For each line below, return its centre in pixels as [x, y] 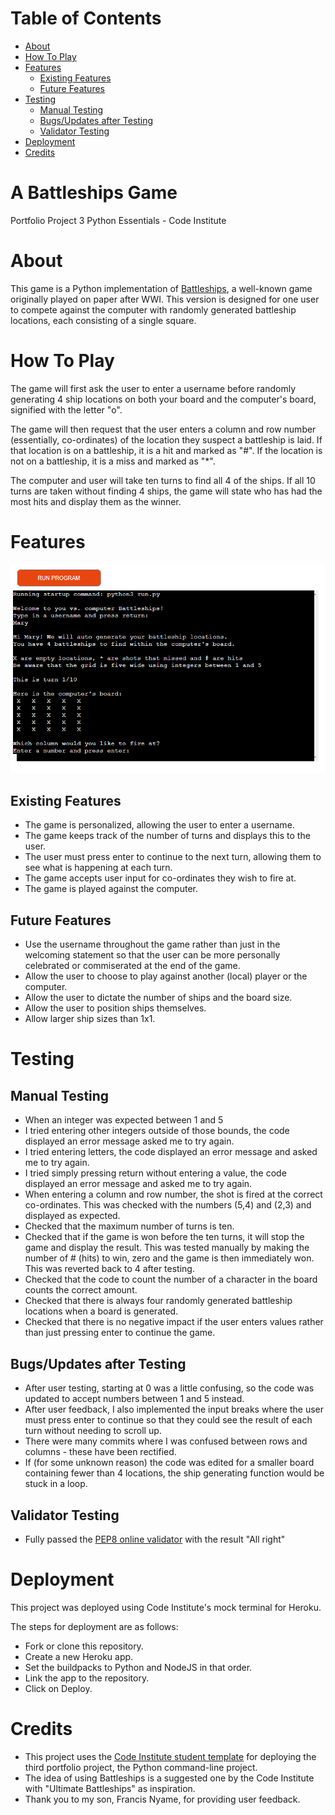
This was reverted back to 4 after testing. [109, 1269]
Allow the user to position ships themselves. [115, 1008]
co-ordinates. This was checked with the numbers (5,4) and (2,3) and [168, 1205]
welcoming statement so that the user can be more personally [152, 955]
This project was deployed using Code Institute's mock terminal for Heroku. [166, 1607]
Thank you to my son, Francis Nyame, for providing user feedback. [162, 1799]
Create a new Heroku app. [79, 1656]
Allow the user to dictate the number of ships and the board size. [158, 998]
